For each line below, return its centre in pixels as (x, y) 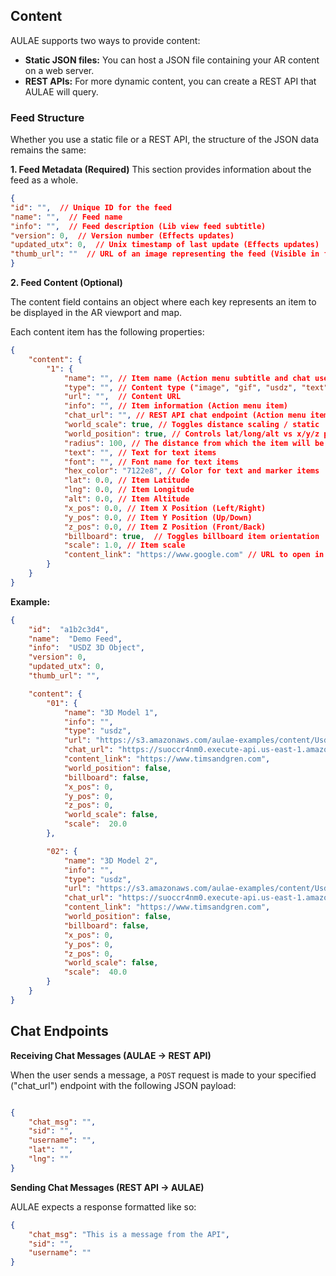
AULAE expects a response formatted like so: (103, 1206)
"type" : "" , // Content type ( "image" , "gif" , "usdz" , (180, 387)
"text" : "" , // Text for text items (140, 452)
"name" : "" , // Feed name (66, 217)
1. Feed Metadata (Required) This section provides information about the (161, 170)
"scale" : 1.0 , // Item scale (124, 545)
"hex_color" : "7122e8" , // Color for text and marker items (191, 471)
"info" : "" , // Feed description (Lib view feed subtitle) (138, 226)
